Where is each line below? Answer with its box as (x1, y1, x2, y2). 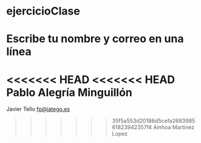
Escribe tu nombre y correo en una (6, 32, 184, 46)
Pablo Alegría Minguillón (6, 85, 132, 99)
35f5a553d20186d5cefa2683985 (112, 117, 196, 125)
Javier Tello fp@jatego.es (6, 105, 70, 113)
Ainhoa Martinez (153, 124, 195, 131)
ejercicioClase (6, 4, 80, 18)
